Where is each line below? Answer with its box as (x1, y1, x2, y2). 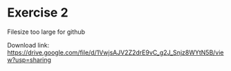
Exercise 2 (7, 5, 68, 21)
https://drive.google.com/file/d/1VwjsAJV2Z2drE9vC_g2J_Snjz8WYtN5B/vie (7, 48, 224, 57)
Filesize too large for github (7, 28, 85, 36)
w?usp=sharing (7, 55, 52, 63)
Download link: (7, 41, 50, 49)
